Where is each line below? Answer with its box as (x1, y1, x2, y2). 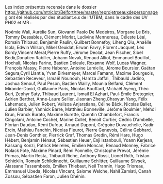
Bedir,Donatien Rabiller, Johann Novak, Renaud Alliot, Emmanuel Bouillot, (5, 55, 151, 60)
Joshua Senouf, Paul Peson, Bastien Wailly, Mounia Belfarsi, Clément (5, 81, 143, 86)
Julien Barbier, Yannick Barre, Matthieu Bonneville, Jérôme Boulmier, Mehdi (5, 106, 156, 112)
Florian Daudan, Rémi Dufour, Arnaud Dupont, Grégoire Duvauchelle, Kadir (5, 122, 154, 128)
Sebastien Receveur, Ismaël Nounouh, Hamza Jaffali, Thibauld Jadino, (5, 75, 146, 81)
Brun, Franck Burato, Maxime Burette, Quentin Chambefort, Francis (5, 112, 139, 117)
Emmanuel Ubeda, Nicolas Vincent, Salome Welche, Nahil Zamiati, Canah (5, 168, 151, 174)
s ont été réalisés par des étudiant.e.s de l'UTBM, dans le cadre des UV (5, 15, 148, 20)
